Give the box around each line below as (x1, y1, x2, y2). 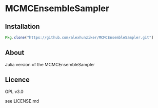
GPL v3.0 (5, 89, 23, 94)
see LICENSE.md (5, 98, 39, 104)
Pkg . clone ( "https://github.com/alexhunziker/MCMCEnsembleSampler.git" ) (5, 35, 154, 40)
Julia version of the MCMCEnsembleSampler (5, 61, 95, 67)
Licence (5, 76, 30, 84)
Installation (5, 22, 40, 31)
